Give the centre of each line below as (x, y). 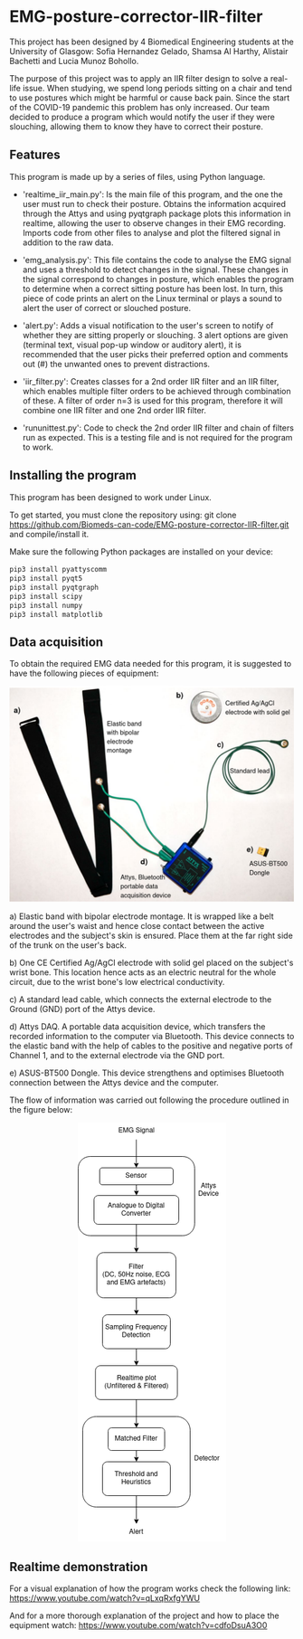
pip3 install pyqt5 (46, 578)
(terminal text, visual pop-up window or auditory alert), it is (132, 345)
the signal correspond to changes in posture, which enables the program (158, 279)
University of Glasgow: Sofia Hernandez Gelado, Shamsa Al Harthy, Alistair (149, 51)
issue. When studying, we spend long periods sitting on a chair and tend (157, 88)
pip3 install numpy (46, 605)
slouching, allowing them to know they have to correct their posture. (137, 126)
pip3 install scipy (46, 596)
